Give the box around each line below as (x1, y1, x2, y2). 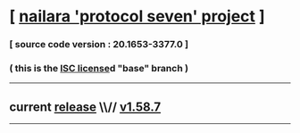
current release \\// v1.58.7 (9, 99, 162, 114)
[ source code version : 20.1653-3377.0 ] (9, 38, 189, 51)
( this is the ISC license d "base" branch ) (9, 62, 189, 75)
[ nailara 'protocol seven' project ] (9, 6, 265, 27)
